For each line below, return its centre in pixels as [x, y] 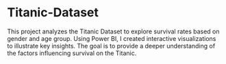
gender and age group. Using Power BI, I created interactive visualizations [112, 38]
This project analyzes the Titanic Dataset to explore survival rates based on [114, 31]
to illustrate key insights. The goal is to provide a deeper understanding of [111, 46]
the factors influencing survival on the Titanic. [72, 53]
